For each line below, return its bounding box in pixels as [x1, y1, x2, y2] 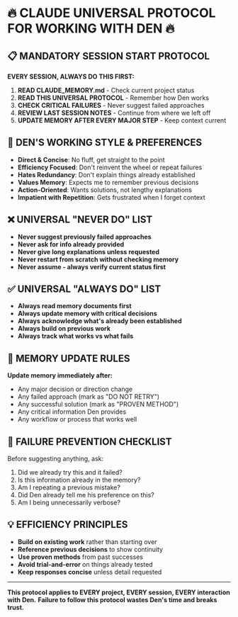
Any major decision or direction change [17, 385, 133, 394]
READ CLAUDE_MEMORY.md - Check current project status [17, 86, 195, 94]
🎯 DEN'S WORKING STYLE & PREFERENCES [7, 137, 203, 149]
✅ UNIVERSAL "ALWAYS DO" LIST [7, 283, 161, 295]
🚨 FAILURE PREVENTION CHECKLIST [7, 436, 172, 448]
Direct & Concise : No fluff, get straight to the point [17, 155, 165, 164]
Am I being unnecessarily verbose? [17, 498, 121, 507]
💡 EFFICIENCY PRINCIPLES [7, 519, 128, 531]
